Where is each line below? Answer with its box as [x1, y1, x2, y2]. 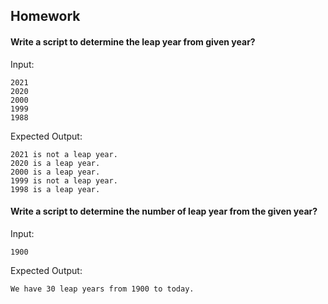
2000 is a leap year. [10, 167, 101, 177]
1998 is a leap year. [10, 184, 101, 194]
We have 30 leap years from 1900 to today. [10, 284, 195, 294]
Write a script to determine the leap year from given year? [10, 35, 256, 48]
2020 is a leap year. [10, 158, 101, 168]
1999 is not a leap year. [10, 175, 118, 186]
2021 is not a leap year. [10, 149, 118, 159]
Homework [10, 8, 81, 25]
